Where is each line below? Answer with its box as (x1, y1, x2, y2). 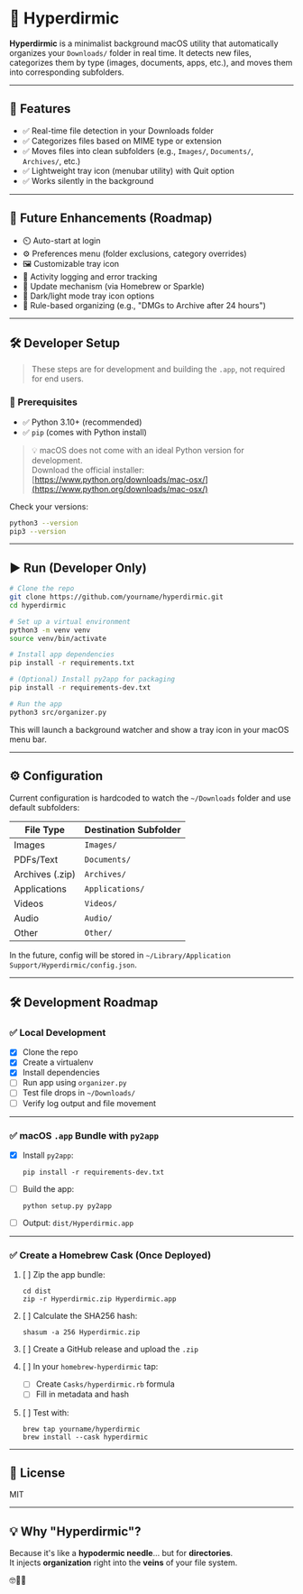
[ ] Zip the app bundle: (22, 1269, 106, 1280)
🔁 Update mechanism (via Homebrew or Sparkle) (22, 280, 205, 291)
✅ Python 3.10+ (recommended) (22, 417, 142, 427)
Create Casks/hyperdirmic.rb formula (35, 1379, 176, 1389)
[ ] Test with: (22, 1406, 69, 1418)
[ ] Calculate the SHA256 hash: (22, 1311, 138, 1322)
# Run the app (9, 699, 63, 709)
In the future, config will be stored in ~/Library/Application (9, 949, 232, 960)
